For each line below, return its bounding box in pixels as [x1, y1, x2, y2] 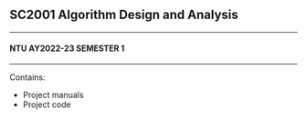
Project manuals [22, 90, 84, 101]
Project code [22, 99, 71, 110]
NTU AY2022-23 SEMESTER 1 [9, 43, 125, 54]
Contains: [9, 72, 46, 83]
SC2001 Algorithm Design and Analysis [9, 7, 239, 23]
